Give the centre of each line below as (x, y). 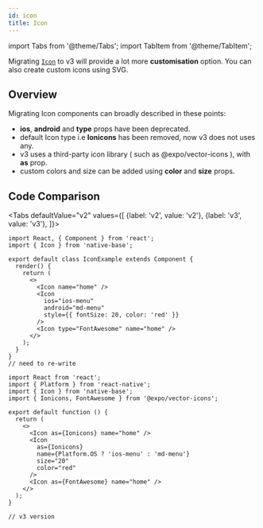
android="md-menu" (74, 308)
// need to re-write (43, 364)
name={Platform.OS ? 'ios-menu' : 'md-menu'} (114, 454)
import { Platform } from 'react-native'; (79, 385)
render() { (33, 266)
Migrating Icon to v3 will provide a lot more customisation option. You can (130, 61)
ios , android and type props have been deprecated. (105, 129)
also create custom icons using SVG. (68, 69)
